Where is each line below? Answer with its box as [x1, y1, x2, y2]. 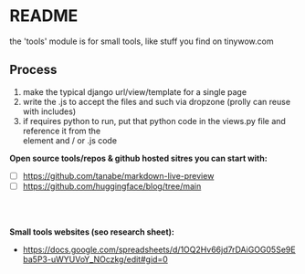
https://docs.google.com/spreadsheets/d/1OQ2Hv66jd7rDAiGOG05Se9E [22, 244, 296, 255]
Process [9, 62, 58, 78]
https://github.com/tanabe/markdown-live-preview [22, 170, 215, 181]
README [9, 5, 79, 26]
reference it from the [22, 125, 101, 136]
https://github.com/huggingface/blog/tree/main [22, 180, 202, 192]
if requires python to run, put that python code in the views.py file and [22, 115, 286, 126]
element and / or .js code [22, 134, 117, 146]
